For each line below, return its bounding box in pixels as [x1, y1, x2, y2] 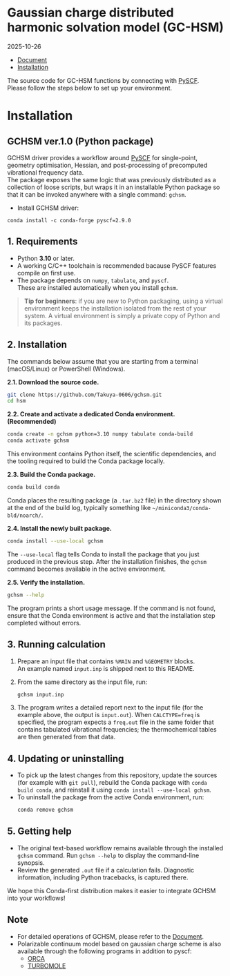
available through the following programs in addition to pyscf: [17, 947, 192, 955]
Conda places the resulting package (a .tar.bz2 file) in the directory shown [7, 496, 222, 505]
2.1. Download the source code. [7, 378, 99, 386]
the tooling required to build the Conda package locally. [7, 457, 165, 465]
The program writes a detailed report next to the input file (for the [17, 703, 204, 712]
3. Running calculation [7, 638, 106, 650]
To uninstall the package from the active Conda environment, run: [17, 793, 204, 801]
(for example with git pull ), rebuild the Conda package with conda [17, 779, 207, 787]
